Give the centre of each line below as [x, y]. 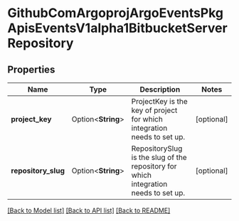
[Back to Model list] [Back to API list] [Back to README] [89, 210]
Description [160, 89]
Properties [31, 69]
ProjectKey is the [159, 101]
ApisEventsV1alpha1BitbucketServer [117, 28]
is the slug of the [159, 157]
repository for [154, 166]
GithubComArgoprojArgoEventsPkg [116, 13]
